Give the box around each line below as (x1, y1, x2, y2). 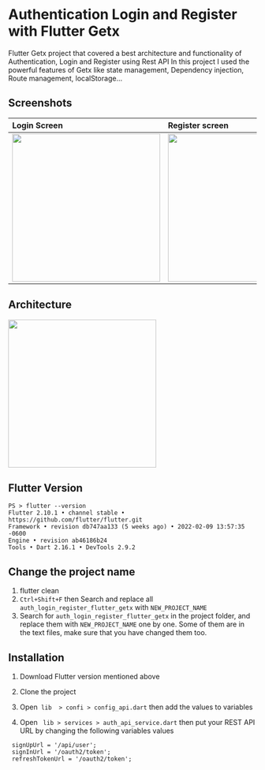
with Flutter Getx (8, 22, 121, 40)
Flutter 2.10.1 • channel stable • (8, 509, 125, 518)
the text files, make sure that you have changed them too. (19, 628, 207, 637)
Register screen (168, 120, 229, 131)
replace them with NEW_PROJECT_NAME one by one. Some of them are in (19, 619, 245, 629)
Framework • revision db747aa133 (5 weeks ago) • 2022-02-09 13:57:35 (8, 523, 245, 531)
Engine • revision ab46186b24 (8, 536, 108, 545)
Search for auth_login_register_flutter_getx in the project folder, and (19, 611, 251, 621)
